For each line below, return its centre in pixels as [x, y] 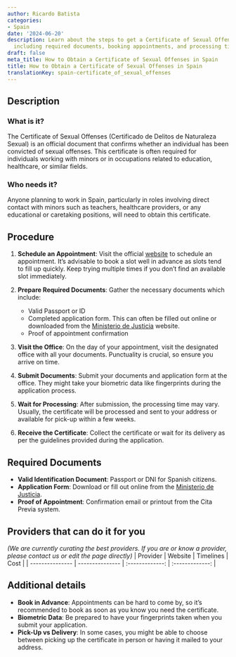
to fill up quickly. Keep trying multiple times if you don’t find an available [122, 269]
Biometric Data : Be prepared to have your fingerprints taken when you [120, 617]
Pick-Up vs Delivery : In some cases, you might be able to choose [112, 632]
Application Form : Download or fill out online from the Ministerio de [116, 487]
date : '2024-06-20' [36, 33]
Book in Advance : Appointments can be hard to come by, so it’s [110, 602]
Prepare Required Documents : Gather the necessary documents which [121, 290]
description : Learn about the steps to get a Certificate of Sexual [110, 40]
